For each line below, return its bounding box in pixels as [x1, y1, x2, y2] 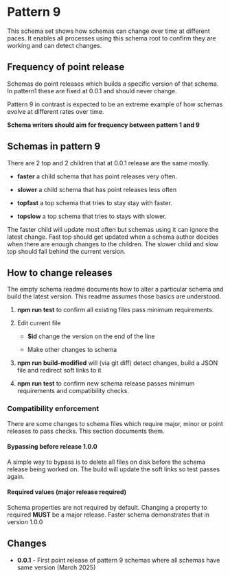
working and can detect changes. [7, 41, 102, 49]
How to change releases [7, 267, 113, 279]
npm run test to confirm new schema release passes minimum [16, 379, 195, 388]
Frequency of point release [7, 61, 125, 73]
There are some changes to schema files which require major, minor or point [7, 419, 223, 427]
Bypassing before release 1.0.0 [7, 443, 97, 451]
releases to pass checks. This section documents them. [7, 427, 165, 435]
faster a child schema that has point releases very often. [16, 172, 177, 180]
